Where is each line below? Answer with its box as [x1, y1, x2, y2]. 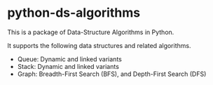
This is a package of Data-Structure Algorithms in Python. [7, 28, 174, 36]
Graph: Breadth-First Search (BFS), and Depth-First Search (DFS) [17, 70, 207, 78]
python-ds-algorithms [7, 5, 141, 21]
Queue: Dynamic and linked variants [17, 54, 123, 63]
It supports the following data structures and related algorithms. [7, 41, 191, 49]
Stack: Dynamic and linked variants [17, 62, 119, 70]
